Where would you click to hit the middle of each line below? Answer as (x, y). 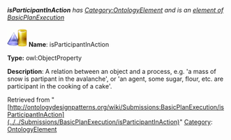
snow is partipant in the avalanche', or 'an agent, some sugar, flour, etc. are (115, 79)
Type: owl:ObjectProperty (45, 58)
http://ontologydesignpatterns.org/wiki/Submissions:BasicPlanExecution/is (117, 107)
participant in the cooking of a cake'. (60, 86)
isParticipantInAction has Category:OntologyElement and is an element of (115, 10)
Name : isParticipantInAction (69, 44)
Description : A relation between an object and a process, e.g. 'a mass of (112, 71)
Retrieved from (29, 100)
